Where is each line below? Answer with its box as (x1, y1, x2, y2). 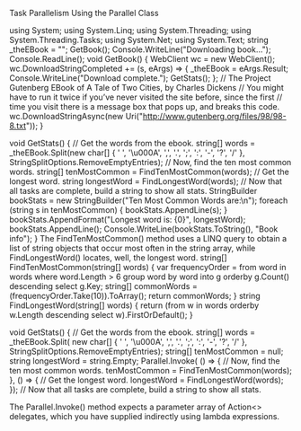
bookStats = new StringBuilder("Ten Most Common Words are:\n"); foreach (9, 195, 288, 206)
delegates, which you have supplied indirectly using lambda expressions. (9, 411, 280, 421)
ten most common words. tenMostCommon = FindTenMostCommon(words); (9, 365, 293, 375)
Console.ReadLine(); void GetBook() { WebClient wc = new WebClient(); (9, 54, 276, 64)
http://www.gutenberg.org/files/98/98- (142, 111, 287, 121)
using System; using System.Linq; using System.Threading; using (9, 25, 252, 35)
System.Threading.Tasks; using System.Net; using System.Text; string (9, 35, 270, 45)
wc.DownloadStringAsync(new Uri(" (9, 111, 144, 121)
